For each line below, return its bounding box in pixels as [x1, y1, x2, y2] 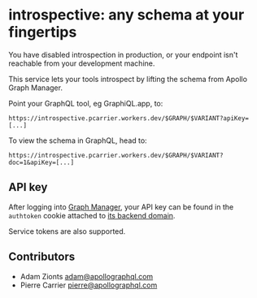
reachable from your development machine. [8, 58, 155, 68]
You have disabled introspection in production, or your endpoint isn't [8, 50, 238, 59]
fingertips [8, 23, 77, 41]
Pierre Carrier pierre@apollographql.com [20, 280, 158, 290]
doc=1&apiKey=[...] [8, 158, 75, 166]
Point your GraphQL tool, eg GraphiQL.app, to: [8, 98, 163, 108]
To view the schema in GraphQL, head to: [8, 136, 148, 145]
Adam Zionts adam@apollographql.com [20, 271, 154, 281]
